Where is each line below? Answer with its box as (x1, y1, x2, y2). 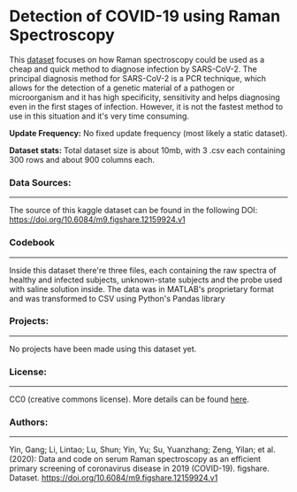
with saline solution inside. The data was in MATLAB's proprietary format (9, 283, 274, 294)
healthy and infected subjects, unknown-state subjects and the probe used (9, 274, 283, 285)
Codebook (9, 236, 56, 249)
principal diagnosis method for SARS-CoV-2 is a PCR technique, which (9, 73, 267, 83)
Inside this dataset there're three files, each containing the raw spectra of (9, 265, 277, 275)
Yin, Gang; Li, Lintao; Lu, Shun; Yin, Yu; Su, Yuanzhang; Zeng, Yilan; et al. (9, 444, 276, 455)
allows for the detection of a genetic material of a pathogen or (9, 82, 235, 93)
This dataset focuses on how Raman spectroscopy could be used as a (9, 54, 265, 65)
